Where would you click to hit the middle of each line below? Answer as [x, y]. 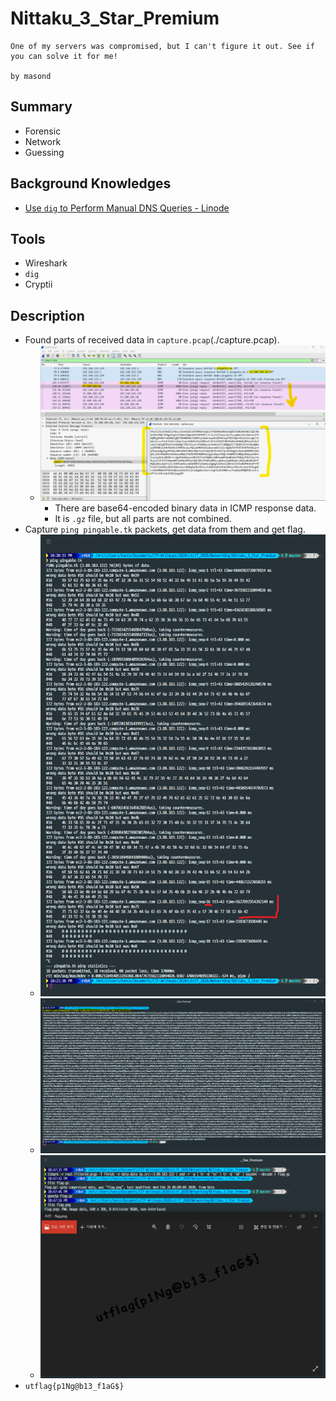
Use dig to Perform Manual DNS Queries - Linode [127, 208]
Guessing [44, 152]
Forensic [43, 131]
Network [43, 141]
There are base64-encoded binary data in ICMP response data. [185, 508]
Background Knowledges [91, 183]
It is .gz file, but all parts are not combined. [143, 518]
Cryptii [38, 284]
